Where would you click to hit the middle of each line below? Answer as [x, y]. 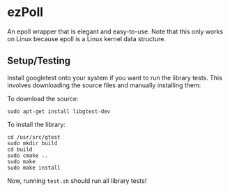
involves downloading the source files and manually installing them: [104, 85]
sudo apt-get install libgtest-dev [59, 111]
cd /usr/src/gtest [34, 137]
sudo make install [34, 168]
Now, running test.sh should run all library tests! [77, 180]
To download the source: [43, 98]
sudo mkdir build [32, 143]
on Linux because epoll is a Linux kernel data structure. [86, 38]
